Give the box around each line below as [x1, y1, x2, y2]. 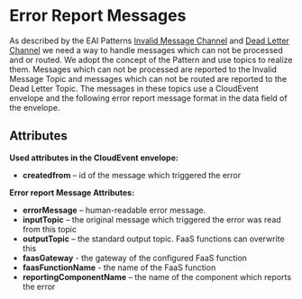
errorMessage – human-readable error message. [22, 204, 206, 215]
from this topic [22, 223, 77, 234]
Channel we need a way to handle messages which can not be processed [9, 44, 284, 55]
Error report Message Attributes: [9, 186, 135, 198]
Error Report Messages [9, 5, 187, 26]
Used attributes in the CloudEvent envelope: [9, 152, 178, 163]
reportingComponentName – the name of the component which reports [22, 271, 291, 282]
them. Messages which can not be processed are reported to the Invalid [9, 64, 278, 75]
